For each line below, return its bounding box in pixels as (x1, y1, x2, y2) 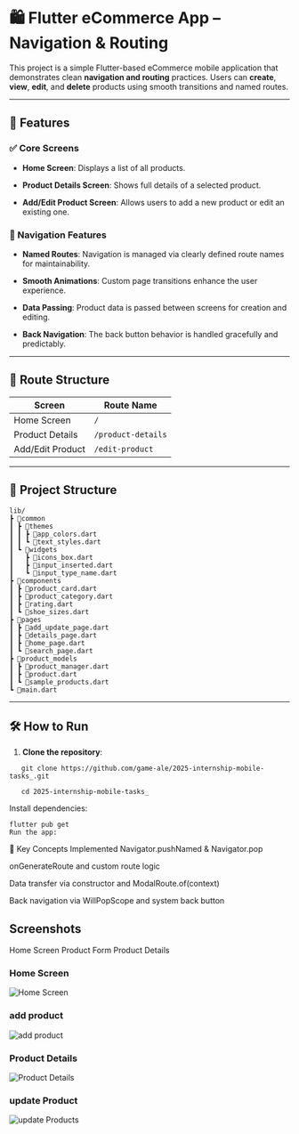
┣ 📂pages (9, 615, 42, 624)
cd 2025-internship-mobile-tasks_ (20, 788, 149, 797)
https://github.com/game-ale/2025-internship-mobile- (61, 764, 265, 774)
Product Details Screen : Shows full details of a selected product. (21, 180, 262, 190)
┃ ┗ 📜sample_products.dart (9, 677, 109, 686)
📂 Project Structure (9, 482, 117, 498)
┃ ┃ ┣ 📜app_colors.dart (9, 530, 98, 539)
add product (9, 1009, 64, 1022)
